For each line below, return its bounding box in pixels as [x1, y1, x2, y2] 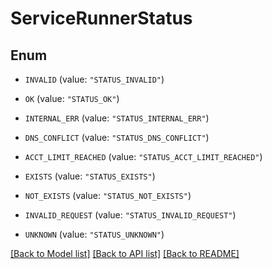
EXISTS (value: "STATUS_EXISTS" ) [24, 170, 156, 182]
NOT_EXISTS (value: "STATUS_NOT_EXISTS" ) [24, 190, 192, 201]
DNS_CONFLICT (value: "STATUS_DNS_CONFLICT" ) [24, 132, 210, 143]
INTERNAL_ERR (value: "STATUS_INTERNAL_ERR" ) [24, 112, 210, 124]
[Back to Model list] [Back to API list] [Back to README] [10, 248, 240, 259]
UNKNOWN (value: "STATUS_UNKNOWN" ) [24, 228, 165, 240]
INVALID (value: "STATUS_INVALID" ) [24, 73, 165, 85]
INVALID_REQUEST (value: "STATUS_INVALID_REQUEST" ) [24, 209, 237, 221]
